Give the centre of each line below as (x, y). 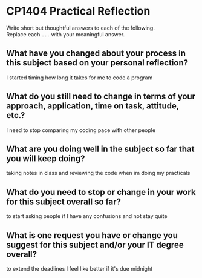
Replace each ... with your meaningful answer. (66, 34)
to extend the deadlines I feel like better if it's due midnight (80, 269)
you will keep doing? (46, 158)
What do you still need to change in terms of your (101, 97)
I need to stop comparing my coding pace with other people (81, 130)
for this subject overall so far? (64, 201)
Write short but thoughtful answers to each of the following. (81, 28)
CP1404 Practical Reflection (78, 11)
